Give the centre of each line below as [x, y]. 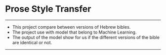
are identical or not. [32, 42]
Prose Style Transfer [48, 9]
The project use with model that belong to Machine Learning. [74, 32]
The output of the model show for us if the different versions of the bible [86, 37]
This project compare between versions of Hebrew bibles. [71, 27]
